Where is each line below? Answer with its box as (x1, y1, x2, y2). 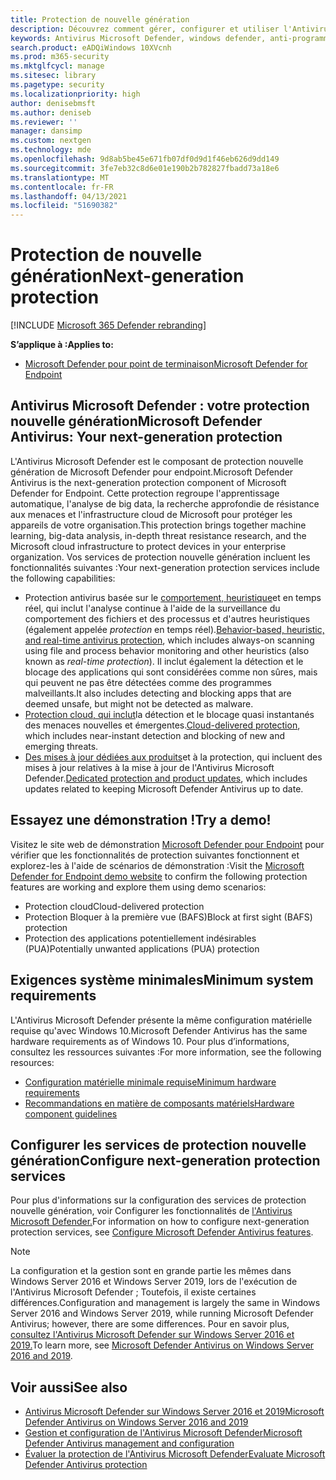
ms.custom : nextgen (10, 136, 92, 146)
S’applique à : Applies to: (10, 339, 114, 351)
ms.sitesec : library (10, 71, 97, 81)
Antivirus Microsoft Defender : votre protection (10, 397, 310, 415)
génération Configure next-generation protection (10, 1152, 321, 1169)
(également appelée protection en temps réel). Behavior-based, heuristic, (24, 623, 325, 635)
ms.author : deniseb (10, 107, 92, 118)
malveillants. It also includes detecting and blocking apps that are (24, 687, 292, 699)
